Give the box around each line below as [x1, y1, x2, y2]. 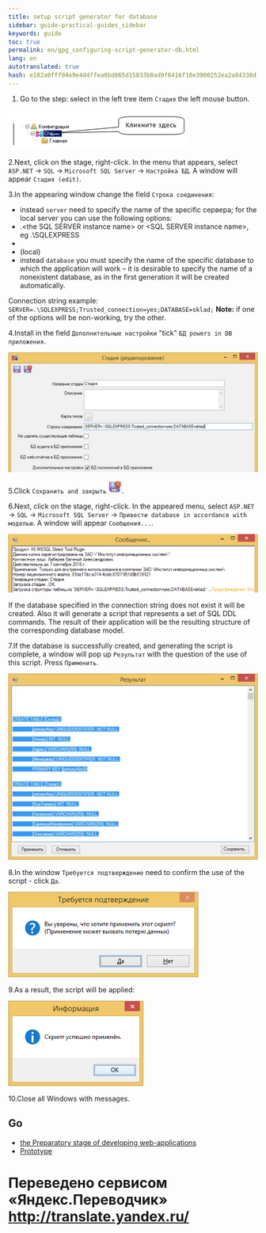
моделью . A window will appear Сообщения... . [8, 519, 154, 528]
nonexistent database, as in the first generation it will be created [19, 272, 230, 281]
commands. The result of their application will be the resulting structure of [8, 618, 251, 627]
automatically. [19, 280, 66, 290]
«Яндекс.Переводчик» [8, 1191, 169, 1209]
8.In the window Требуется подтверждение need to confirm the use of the [8, 868, 245, 877]
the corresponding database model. [8, 626, 125, 635]
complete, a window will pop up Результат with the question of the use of [8, 649, 247, 659]
